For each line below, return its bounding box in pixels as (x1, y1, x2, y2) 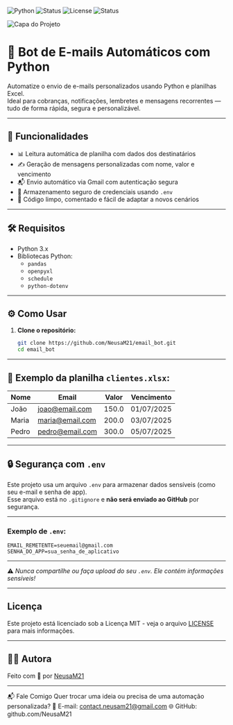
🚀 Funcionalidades (7, 130, 89, 142)
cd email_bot (17, 346, 55, 353)
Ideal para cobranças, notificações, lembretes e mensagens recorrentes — (7, 96, 221, 105)
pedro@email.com (37, 427, 97, 436)
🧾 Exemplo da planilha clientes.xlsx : (7, 372, 170, 384)
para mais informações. (7, 626, 75, 635)
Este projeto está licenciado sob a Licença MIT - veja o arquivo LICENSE (7, 619, 214, 627)
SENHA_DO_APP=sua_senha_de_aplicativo (7, 548, 119, 555)
